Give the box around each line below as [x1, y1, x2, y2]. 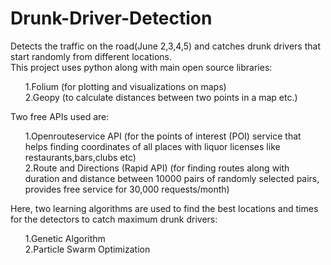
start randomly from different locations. [10, 50, 172, 62]
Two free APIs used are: [10, 110, 110, 122]
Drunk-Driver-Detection [10, 7, 213, 30]
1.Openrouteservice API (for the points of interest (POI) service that [24, 130, 302, 142]
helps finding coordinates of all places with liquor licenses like [24, 140, 281, 152]
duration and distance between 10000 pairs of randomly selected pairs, [24, 172, 320, 184]
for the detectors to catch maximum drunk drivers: [10, 213, 218, 225]
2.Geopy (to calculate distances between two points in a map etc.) [24, 91, 298, 103]
